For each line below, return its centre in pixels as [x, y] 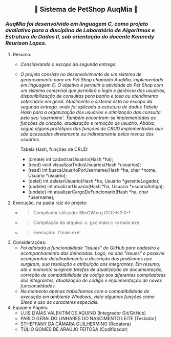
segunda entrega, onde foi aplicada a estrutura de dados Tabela [89, 107]
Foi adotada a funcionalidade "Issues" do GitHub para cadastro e [90, 248]
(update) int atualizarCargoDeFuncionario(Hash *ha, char [88, 192]
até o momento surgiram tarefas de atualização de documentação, [91, 269]
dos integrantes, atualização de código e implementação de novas [91, 280]
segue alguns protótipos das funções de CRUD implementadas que [92, 128]
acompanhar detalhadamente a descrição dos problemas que [86, 258]
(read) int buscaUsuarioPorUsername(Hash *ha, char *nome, [92, 170]
